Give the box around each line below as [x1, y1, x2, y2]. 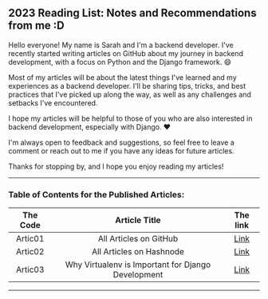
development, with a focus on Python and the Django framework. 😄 [8, 57, 232, 66]
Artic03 [15, 264, 45, 275]
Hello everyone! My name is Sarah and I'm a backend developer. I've [8, 40, 234, 50]
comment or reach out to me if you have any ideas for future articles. [8, 146, 235, 155]
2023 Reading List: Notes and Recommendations [8, 6, 257, 20]
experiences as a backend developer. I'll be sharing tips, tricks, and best [8, 81, 246, 90]
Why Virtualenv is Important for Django [65, 259, 211, 270]
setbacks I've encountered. [8, 98, 98, 107]
